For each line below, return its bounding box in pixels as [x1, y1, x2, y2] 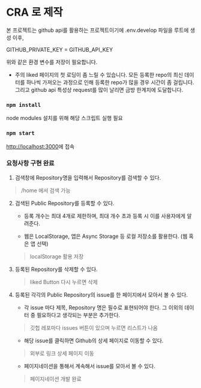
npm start [6, 130, 35, 137]
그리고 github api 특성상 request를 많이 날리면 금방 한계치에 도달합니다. [14, 86, 184, 93]
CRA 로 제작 [6, 5, 63, 19]
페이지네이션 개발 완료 [29, 375, 82, 382]
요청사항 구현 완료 [6, 159, 55, 168]
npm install [6, 102, 41, 108]
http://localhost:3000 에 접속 [6, 142, 75, 150]
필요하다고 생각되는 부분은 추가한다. [37, 311, 121, 318]
